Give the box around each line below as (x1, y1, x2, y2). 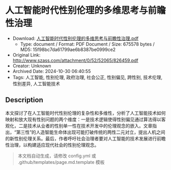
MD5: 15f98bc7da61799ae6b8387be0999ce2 (20, 46, 116, 53)
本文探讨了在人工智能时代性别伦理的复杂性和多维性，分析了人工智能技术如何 (5, 110, 166, 116)
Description (5, 95, 43, 105)
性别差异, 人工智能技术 (12, 80, 60, 87)
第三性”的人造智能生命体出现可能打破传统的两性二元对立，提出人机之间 (16, 129, 165, 135)
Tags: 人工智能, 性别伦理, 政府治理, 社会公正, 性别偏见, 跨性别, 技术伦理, (12, 74, 163, 80)
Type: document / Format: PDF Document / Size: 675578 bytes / (20, 41, 155, 47)
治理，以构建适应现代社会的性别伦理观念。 (9, 141, 99, 148)
